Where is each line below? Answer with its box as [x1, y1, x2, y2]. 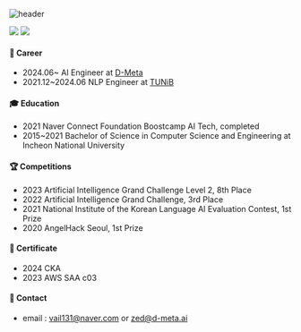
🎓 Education [9, 98, 60, 108]
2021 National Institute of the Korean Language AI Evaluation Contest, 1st [21, 203, 292, 214]
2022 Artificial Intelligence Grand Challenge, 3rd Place [21, 193, 224, 205]
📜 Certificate [9, 243, 58, 254]
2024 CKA [21, 262, 61, 273]
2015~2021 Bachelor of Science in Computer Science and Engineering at [21, 131, 291, 141]
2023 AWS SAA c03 [21, 272, 97, 283]
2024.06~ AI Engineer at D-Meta [21, 67, 143, 78]
